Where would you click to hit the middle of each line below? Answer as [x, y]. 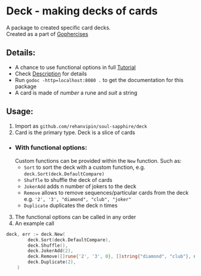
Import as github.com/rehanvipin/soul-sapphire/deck [81, 126]
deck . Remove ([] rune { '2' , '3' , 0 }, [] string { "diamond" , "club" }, [109, 257]
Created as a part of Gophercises [47, 34]
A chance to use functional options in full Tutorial [75, 67]
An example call [35, 223]
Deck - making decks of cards [82, 11]
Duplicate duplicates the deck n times [71, 205]
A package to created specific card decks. [58, 28]
